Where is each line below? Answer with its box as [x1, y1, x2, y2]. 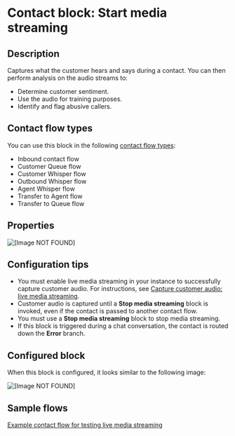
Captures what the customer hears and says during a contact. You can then [7, 67, 226, 74]
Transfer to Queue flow [17, 199, 85, 207]
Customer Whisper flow [17, 170, 86, 178]
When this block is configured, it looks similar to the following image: [7, 368, 206, 376]
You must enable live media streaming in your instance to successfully [17, 277, 221, 285]
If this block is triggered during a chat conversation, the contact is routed [17, 322, 229, 330]
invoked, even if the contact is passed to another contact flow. [17, 307, 198, 315]
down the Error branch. [17, 329, 86, 338]
